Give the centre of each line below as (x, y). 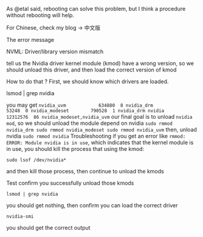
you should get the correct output (48, 228)
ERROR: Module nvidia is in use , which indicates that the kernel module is (100, 142)
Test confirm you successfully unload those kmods (70, 183)
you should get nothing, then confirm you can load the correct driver (92, 205)
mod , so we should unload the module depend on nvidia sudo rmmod (90, 123)
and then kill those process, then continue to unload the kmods (85, 171)
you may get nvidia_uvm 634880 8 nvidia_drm (80, 105)
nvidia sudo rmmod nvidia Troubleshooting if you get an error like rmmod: (96, 136)
